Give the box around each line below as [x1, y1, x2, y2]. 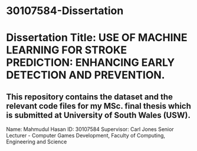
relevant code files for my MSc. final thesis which [6, 101, 192, 111]
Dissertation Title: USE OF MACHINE [6, 31, 188, 45]
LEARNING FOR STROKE [6, 43, 127, 57]
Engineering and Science [6, 138, 67, 145]
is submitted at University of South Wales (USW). [6, 110, 191, 120]
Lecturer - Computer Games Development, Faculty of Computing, [6, 132, 166, 139]
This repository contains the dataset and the [6, 92, 173, 102]
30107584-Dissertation [6, 4, 124, 18]
